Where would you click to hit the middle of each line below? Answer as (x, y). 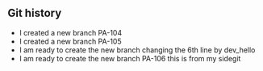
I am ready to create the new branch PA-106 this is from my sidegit (130, 58)
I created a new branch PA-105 (70, 41)
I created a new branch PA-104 (71, 32)
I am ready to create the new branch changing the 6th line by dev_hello (137, 50)
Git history (35, 13)
